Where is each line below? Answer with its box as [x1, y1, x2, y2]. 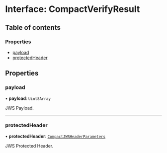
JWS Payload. [5, 105, 34, 111]
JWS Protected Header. [5, 143, 54, 149]
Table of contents [5, 23, 61, 32]
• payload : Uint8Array [5, 95, 51, 101]
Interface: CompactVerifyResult [5, 3, 140, 15]
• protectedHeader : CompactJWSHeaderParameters [5, 133, 106, 139]
